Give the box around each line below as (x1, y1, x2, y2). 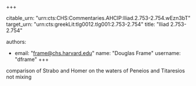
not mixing (6, 74, 32, 80)
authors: (6, 39, 26, 45)
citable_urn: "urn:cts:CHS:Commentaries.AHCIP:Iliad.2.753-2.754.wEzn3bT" (6, 15, 191, 21)
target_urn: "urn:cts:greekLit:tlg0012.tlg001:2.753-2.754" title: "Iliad (6, 21, 170, 27)
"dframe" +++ (14, 56, 49, 63)
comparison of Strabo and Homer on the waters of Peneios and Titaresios (6, 67, 185, 74)
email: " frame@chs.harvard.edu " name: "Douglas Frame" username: (14, 50, 181, 56)
